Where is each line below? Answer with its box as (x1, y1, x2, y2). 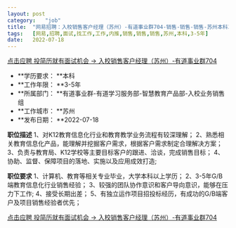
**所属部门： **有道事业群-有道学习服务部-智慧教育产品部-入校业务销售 (17, 89, 225, 98)
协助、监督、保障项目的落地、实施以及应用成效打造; (7, 157, 157, 165)
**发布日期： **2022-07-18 (17, 115, 99, 124)
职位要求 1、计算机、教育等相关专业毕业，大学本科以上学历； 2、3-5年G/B (7, 172, 223, 180)
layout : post (7, 10, 46, 18)
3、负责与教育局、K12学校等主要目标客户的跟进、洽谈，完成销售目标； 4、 (7, 148, 225, 157)
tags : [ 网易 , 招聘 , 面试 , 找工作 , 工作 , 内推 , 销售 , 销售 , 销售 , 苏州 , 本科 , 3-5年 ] (7, 30, 209, 37)
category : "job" (7, 17, 61, 24)
